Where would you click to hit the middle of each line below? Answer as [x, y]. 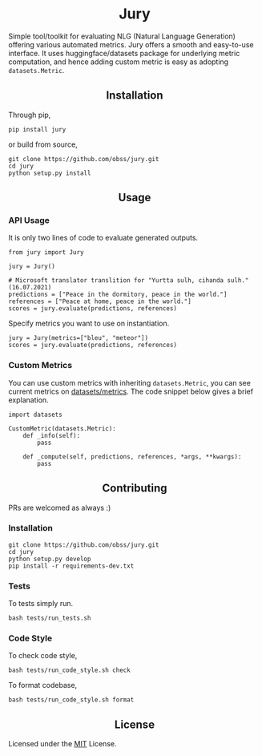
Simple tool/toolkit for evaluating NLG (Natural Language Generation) [122, 36]
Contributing [135, 489]
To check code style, [43, 656]
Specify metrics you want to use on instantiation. [89, 323]
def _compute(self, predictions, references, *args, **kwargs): [132, 457]
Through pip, [30, 115]
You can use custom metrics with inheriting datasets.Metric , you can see [129, 382]
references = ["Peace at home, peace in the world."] [100, 301]
